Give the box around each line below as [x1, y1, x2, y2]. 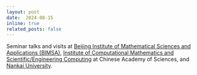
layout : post [6, 9, 40, 15]
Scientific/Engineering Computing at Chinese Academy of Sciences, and [6, 55, 190, 63]
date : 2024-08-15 [6, 15, 53, 21]
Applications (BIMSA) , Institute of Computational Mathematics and [6, 49, 174, 57]
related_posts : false [6, 26, 62, 32]
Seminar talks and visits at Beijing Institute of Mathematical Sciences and [6, 43, 191, 50]
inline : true [6, 20, 40, 26]
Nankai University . [6, 62, 53, 70]
